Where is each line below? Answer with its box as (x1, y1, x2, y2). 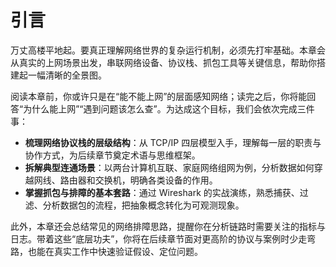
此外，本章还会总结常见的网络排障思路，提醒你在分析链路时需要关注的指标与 (10, 220, 326, 232)
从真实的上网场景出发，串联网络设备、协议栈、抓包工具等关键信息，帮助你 (10, 56, 317, 68)
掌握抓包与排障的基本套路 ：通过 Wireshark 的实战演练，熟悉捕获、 (24, 186, 300, 198)
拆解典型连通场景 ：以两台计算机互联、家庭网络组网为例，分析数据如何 (24, 161, 315, 173)
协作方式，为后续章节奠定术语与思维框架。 (24, 149, 201, 161)
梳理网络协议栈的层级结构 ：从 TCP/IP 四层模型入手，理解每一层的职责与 (24, 136, 322, 148)
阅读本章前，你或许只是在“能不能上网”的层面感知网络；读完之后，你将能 (10, 90, 308, 102)
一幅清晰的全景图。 (27, 69, 107, 81)
